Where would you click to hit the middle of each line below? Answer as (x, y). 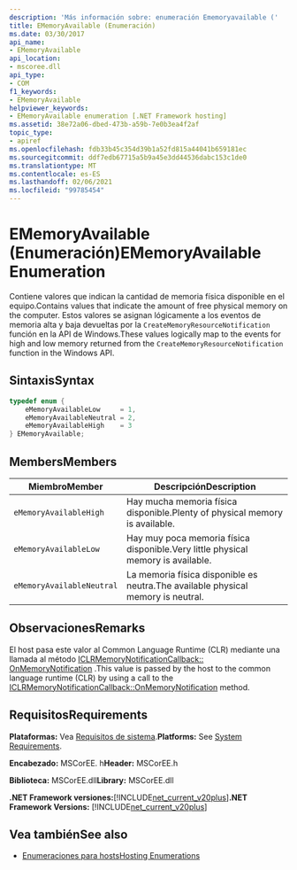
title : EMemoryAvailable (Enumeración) (83, 26)
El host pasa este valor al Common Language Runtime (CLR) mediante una (145, 649)
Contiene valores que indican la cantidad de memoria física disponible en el (147, 296)
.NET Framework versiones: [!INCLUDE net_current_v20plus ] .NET (128, 797)
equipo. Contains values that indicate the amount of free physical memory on (148, 306)
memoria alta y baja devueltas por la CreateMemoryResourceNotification (140, 324)
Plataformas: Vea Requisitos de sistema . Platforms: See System (126, 736)
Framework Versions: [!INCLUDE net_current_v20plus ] (108, 806)
